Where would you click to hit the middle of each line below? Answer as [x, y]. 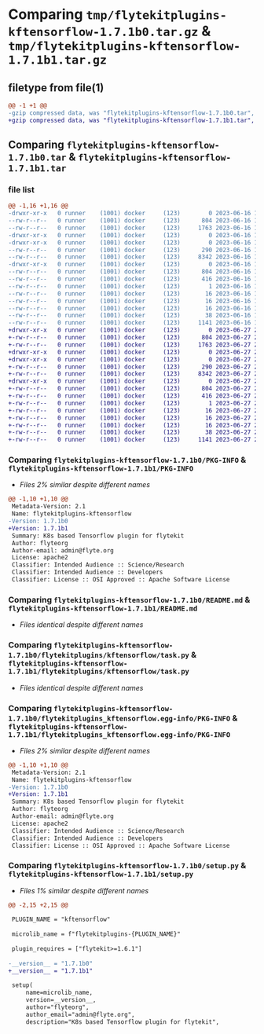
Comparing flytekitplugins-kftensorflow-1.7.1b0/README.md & [129, 599]
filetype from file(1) [56, 88]
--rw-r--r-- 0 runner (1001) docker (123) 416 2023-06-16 [130, 279]
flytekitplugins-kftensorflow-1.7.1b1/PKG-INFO [101, 469]
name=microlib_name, [59, 993]
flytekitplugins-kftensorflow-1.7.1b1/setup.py [101, 874]
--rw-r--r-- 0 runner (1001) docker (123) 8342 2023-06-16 [130, 257]
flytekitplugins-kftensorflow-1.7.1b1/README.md [103, 608]
